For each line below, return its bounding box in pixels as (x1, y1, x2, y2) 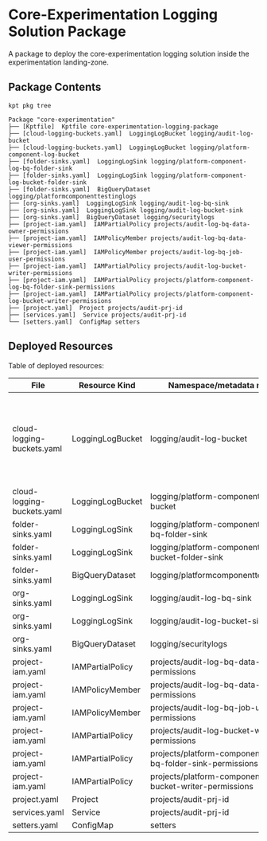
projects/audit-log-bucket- (153, 261, 247, 270)
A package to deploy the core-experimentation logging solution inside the (8, 49, 250, 58)
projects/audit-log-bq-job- (150, 248, 244, 256)
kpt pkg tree (8, 101, 52, 109)
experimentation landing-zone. (8, 57, 109, 67)
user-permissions (8, 255, 66, 263)
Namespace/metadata (168, 379, 255, 391)
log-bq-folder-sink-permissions (8, 283, 115, 291)
